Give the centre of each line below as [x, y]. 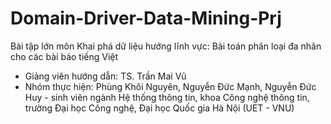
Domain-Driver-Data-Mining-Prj [146, 18]
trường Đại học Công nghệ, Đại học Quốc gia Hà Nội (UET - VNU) [159, 108]
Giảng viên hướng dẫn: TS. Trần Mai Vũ [105, 76]
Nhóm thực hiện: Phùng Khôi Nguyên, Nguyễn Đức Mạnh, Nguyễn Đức [170, 86]
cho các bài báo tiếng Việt [64, 56]
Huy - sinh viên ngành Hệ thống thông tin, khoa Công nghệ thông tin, [167, 97]
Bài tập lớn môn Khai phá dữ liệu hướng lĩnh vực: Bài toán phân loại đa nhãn [166, 46]
